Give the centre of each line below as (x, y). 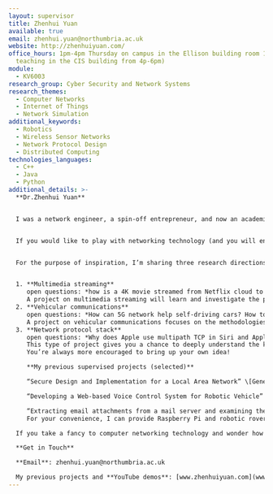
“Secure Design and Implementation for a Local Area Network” (134, 382)
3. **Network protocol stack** (69, 330)
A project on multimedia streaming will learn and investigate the (143, 300)
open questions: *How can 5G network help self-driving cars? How (141, 314)
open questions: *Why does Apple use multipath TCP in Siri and (138, 337)
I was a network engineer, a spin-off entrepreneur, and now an (127, 219)
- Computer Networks (50, 99)
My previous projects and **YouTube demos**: (94, 477)
